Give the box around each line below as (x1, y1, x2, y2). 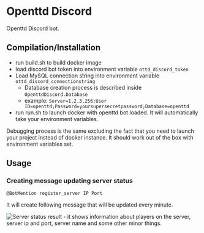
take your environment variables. (15, 115, 99, 122)
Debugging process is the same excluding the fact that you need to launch (6, 127, 194, 135)
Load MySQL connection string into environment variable (15, 72, 160, 79)
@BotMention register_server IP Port (6, 191, 103, 197)
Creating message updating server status (6, 176, 133, 185)
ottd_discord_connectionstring (15, 78, 96, 84)
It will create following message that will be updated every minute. (6, 201, 173, 208)
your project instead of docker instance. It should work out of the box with (6, 133, 194, 141)
